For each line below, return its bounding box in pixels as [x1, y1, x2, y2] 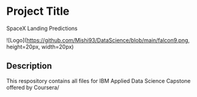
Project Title [6, 4, 70, 18]
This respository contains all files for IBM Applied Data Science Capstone [6, 77, 191, 84]
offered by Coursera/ [6, 83, 59, 91]
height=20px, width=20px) [6, 43, 74, 50]
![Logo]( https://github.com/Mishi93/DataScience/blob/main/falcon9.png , [6, 36, 190, 44]
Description [6, 61, 52, 71]
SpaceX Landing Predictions [6, 25, 78, 32]
